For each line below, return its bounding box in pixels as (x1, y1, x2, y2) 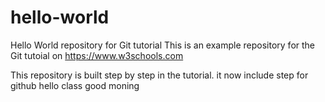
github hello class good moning (10, 79, 140, 91)
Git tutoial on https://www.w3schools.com (10, 49, 184, 61)
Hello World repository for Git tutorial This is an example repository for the (10, 39, 316, 51)
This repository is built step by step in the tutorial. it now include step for (10, 69, 309, 81)
